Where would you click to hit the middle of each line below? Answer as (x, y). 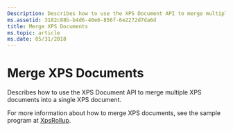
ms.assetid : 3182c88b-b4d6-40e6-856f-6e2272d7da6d (82, 20)
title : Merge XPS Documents (48, 26)
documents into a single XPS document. (64, 100)
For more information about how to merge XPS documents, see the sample (114, 113)
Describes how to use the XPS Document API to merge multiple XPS (105, 92)
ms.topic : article (34, 33)
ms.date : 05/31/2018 (37, 39)
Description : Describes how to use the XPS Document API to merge (105, 13)
